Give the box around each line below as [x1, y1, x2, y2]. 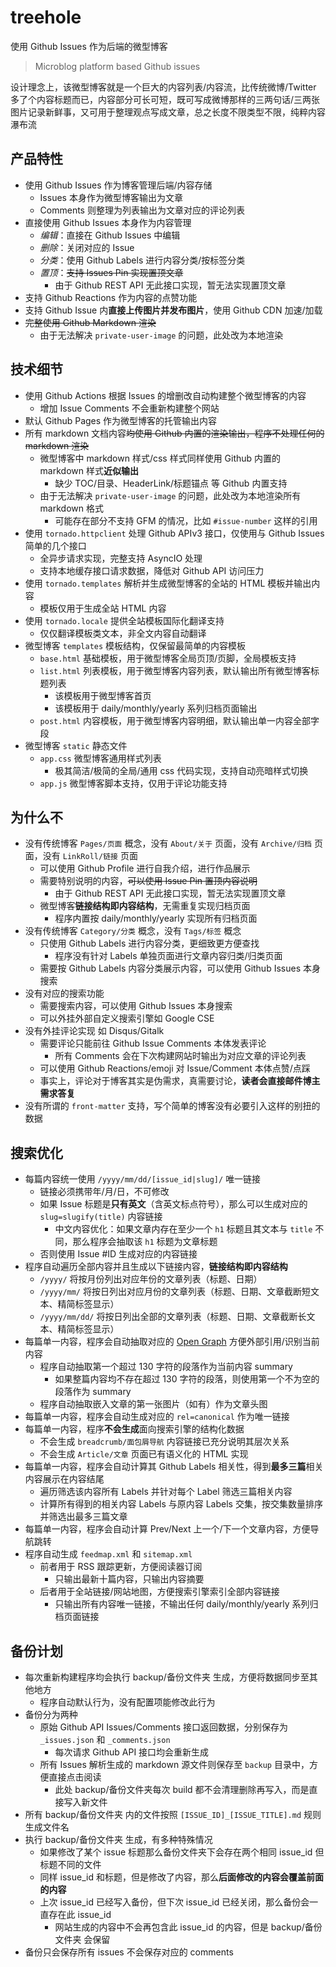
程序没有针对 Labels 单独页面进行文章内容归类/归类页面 [54, 950, 283, 962]
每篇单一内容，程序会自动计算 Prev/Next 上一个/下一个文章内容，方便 [24, 1523, 311, 1535]
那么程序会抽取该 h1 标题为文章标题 [72, 1236, 218, 1248]
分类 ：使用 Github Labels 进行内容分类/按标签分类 [39, 254, 246, 266]
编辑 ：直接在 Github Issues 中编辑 [39, 229, 181, 241]
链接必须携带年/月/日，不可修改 [39, 1186, 170, 1198]
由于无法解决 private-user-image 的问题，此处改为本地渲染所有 [39, 489, 302, 501]
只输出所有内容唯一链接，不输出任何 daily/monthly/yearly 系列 [54, 1598, 310, 1610]
